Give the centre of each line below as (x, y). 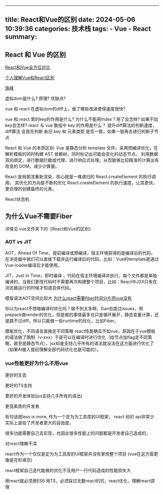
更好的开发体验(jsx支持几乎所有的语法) (44, 396)
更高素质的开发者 (22, 406)
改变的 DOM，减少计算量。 (32, 166)
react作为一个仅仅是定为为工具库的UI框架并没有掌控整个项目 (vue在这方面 (80, 454)
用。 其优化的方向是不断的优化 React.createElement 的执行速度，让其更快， (81, 183)
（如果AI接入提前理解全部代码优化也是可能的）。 (53, 349)
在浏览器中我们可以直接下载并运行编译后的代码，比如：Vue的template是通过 (82, 259)
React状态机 (17, 199)
